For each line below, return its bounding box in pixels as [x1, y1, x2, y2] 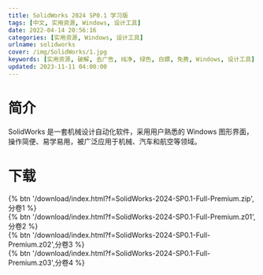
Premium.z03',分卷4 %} [8, 258, 85, 267]
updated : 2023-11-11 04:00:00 [8, 63, 108, 71]
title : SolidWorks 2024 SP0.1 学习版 [8, 11, 128, 20]
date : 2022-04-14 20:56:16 [8, 26, 97, 34]
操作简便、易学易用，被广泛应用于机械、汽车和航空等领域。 [8, 136, 202, 146]
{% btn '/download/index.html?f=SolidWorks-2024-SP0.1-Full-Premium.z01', [8, 212, 256, 221]
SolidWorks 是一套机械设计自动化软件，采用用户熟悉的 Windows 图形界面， [8, 127, 254, 136]
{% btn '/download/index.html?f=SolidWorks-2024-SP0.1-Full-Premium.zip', [8, 194, 254, 203]
